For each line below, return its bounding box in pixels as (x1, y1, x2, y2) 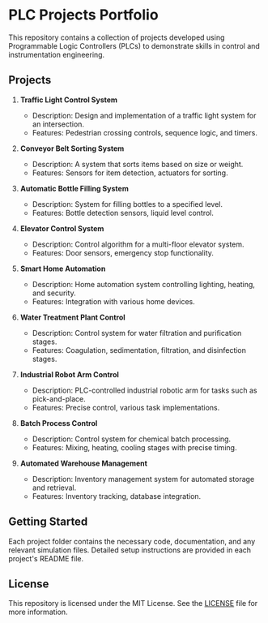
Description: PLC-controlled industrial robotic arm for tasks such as (32, 385, 257, 395)
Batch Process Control (19, 418, 98, 428)
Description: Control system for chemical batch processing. (32, 434, 232, 444)
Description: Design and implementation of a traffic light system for (32, 110, 257, 120)
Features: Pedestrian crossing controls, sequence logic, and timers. (32, 127, 257, 137)
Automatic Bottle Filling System (19, 183, 130, 193)
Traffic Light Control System (19, 95, 118, 105)
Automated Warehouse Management (19, 458, 148, 468)
